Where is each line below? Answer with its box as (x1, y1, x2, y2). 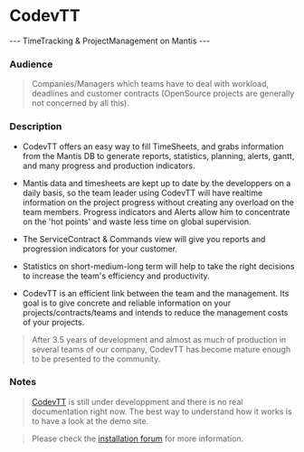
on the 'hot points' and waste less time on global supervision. (22, 216, 252, 227)
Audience (9, 58, 53, 71)
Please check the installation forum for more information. (31, 433, 244, 444)
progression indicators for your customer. (22, 243, 178, 254)
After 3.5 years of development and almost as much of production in (31, 334, 287, 344)
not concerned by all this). (31, 98, 129, 108)
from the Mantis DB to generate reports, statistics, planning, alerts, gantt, (22, 150, 295, 161)
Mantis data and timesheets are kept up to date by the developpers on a (22, 177, 291, 188)
